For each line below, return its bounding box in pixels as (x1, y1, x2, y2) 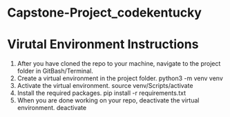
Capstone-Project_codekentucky (7, 5, 202, 21)
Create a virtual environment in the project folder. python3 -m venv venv (17, 74, 223, 82)
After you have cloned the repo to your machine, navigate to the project (17, 60, 221, 68)
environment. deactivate (17, 104, 87, 112)
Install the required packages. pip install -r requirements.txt (17, 89, 186, 98)
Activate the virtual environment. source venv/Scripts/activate (17, 82, 193, 90)
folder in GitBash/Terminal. (17, 67, 93, 75)
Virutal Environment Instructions (7, 37, 199, 53)
